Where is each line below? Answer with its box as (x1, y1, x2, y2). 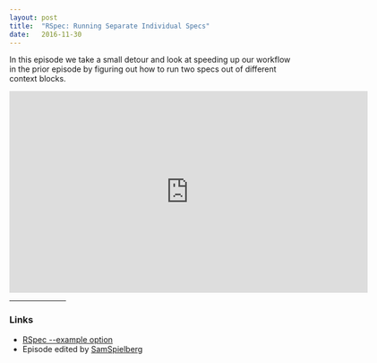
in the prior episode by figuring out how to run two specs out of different (9, 64, 277, 74)
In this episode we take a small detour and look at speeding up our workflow (9, 55, 291, 65)
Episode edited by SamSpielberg (21, 343, 143, 354)
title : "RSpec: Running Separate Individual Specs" (9, 22, 210, 30)
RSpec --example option (21, 333, 114, 345)
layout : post (9, 13, 58, 22)
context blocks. (9, 73, 66, 84)
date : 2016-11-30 (9, 30, 82, 39)
